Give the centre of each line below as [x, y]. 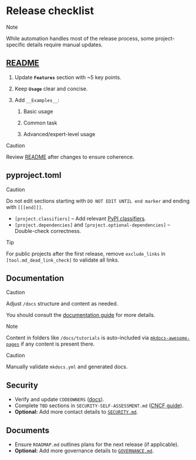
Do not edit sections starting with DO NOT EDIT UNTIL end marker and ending [98, 201]
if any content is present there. [58, 344]
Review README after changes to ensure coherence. [70, 157]
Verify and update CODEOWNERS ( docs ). [59, 400]
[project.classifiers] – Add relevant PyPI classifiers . [80, 218]
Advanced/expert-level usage [59, 134]
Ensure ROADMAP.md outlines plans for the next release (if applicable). [97, 444]
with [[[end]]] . [25, 207]
